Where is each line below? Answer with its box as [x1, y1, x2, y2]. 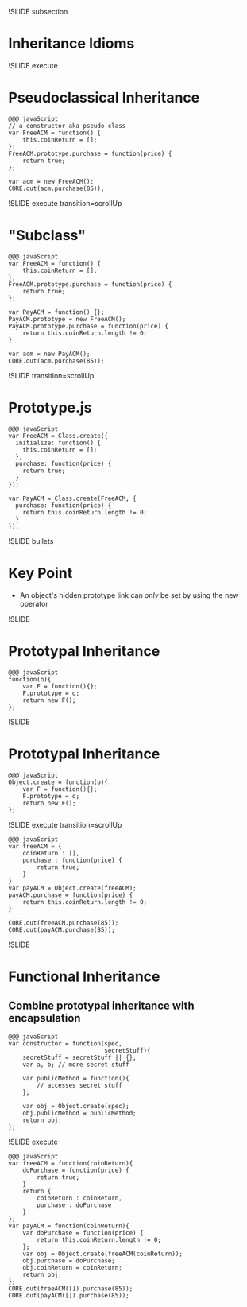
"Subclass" [8, 227, 86, 245]
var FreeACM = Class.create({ [8, 432, 109, 440]
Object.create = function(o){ [8, 778, 109, 786]
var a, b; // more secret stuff [22, 1061, 129, 1068]
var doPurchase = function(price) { [22, 1228, 145, 1237]
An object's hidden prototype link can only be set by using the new [19, 590, 239, 599]
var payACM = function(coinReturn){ [8, 1222, 129, 1230]
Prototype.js [8, 399, 92, 417]
